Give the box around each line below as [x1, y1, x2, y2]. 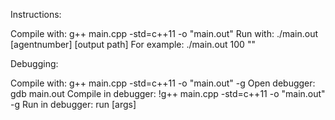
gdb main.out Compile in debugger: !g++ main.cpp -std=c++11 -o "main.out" [10, 88, 326, 99]
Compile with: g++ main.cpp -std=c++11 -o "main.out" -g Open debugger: [10, 77, 316, 89]
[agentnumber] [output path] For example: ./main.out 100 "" [10, 39, 256, 50]
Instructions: [10, 9, 62, 20]
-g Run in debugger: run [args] [10, 99, 137, 110]
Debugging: [10, 58, 59, 69]
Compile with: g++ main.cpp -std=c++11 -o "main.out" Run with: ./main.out [10, 28, 319, 39]
